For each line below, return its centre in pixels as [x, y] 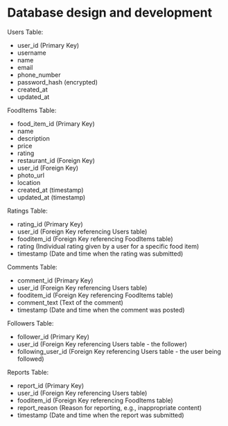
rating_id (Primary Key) [50, 224]
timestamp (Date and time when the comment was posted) [101, 310]
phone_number [39, 75]
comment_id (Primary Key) [55, 280]
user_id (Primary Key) [48, 45]
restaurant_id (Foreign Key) [56, 160]
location [29, 182]
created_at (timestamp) [51, 190]
